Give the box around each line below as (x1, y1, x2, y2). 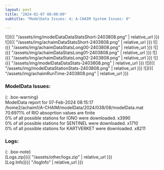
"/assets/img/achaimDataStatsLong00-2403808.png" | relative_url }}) (11, 45, 153, 51)
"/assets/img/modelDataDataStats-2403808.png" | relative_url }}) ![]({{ (11, 60, 155, 66)
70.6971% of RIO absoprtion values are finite (5, 110, 95, 115)
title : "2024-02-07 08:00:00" (5, 12, 67, 17)
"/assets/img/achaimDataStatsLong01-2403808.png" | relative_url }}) (11, 50, 152, 56)
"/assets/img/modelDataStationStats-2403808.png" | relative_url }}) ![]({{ (5, 65, 154, 71)
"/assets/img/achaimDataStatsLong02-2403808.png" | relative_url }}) (11, 55, 153, 61)
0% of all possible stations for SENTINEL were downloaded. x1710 (5, 120, 138, 126)
